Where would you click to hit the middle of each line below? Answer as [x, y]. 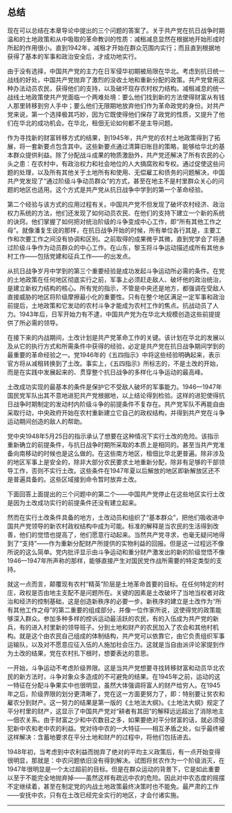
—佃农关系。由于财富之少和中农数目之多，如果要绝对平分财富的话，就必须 [113, 720]
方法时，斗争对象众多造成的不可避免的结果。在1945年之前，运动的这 [123, 676]
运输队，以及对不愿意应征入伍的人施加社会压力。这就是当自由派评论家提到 [113, 644]
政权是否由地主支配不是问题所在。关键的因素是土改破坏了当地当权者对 [119, 592]
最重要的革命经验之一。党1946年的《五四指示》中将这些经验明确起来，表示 [114, 354]
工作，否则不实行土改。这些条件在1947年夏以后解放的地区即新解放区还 [114, 471]
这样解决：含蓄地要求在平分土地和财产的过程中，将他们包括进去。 [101, 737]
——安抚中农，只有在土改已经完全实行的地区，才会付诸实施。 [95, 795]
